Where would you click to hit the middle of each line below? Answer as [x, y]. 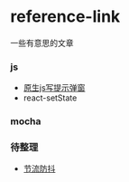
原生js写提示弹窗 [54, 88]
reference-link [65, 17]
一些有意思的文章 [42, 43]
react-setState [50, 98]
